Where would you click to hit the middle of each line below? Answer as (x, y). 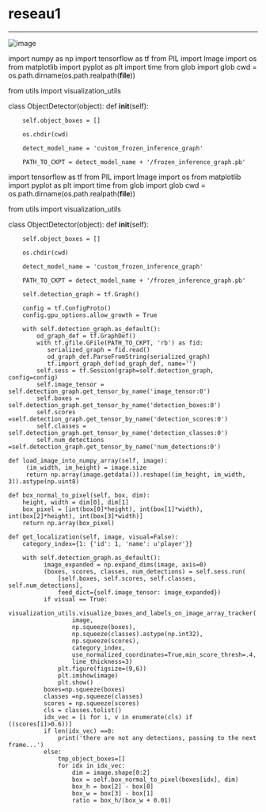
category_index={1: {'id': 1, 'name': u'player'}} (108, 543)
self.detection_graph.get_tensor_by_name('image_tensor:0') (110, 391)
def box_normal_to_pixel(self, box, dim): (79, 495)
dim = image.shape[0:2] (111, 772)
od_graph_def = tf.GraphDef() (86, 336)
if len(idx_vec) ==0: (79, 731)
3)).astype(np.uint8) (44, 481)
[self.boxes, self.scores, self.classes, (127, 578)
